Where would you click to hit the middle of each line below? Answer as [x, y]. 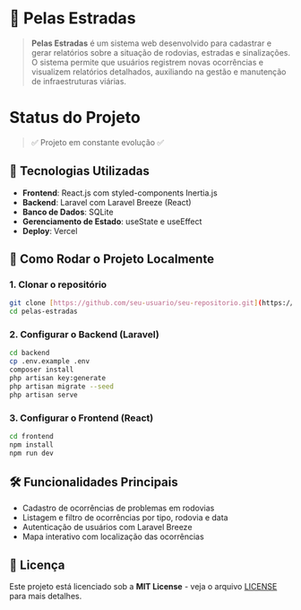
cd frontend [31, 436]
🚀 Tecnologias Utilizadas [79, 171]
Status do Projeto [75, 118]
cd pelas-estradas [43, 312]
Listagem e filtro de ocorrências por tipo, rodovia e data [125, 518]
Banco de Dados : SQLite [68, 212]
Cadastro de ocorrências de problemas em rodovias [118, 508]
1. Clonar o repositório [58, 284]
